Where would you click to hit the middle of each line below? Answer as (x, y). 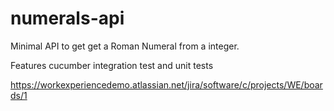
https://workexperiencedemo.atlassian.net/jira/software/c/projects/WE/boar (166, 84)
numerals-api (67, 18)
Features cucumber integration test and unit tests (112, 65)
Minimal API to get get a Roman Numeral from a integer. (125, 46)
